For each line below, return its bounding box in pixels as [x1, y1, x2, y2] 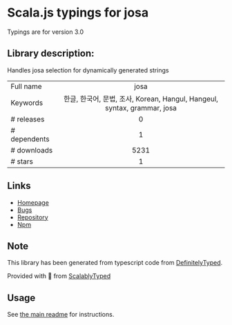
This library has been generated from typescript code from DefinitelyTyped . [7, 259, 223, 267]
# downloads [10, 145, 53, 155]
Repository [17, 213, 48, 221]
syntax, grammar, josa [104, 103, 177, 112]
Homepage [17, 198, 50, 206]
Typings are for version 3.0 [7, 28, 84, 36]
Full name [10, 81, 43, 91]
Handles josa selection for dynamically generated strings [7, 66, 169, 74]
